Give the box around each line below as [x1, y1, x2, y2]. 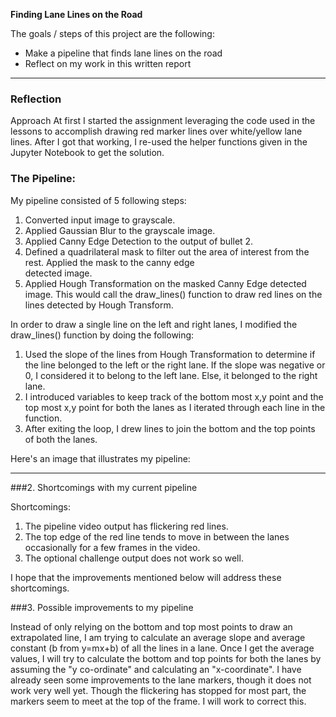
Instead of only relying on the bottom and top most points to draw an [10, 620, 293, 633]
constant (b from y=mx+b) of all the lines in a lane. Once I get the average [10, 642, 315, 654]
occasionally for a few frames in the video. [24, 541, 201, 553]
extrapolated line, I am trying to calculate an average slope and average [10, 631, 306, 643]
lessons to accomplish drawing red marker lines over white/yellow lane [10, 125, 303, 138]
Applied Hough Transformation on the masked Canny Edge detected [24, 277, 307, 289]
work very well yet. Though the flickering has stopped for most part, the [10, 684, 307, 696]
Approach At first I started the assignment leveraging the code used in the [10, 115, 316, 127]
